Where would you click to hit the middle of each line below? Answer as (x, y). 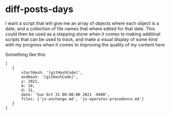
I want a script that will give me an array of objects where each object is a (82, 23)
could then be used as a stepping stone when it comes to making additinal (83, 34)
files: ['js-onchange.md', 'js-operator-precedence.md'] (82, 99)
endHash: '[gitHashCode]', (50, 77)
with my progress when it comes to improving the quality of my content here (85, 44)
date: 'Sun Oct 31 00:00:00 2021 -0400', (65, 94)
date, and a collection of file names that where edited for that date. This (80, 28)
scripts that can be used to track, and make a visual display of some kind (81, 39)
